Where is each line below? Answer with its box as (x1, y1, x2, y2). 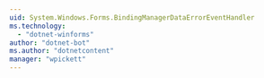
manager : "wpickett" (9, 55, 87, 64)
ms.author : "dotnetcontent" (9, 47, 115, 56)
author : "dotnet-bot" (9, 38, 91, 48)
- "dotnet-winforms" (17, 30, 94, 39)
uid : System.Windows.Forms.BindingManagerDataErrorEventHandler (9, 13, 255, 22)
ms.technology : (9, 22, 66, 30)
